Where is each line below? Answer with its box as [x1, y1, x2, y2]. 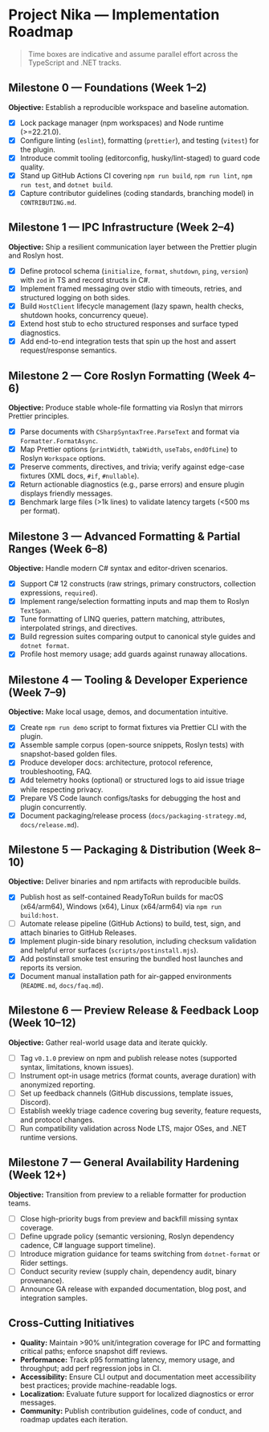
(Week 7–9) [8, 685, 67, 700]
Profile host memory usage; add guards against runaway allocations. [19, 649, 247, 659]
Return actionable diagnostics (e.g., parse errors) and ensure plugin [19, 479, 245, 489]
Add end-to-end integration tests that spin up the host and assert [19, 337, 237, 346]
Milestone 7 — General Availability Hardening [8, 1156, 239, 1169]
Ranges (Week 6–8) [8, 542, 108, 556]
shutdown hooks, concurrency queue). [19, 311, 149, 320]
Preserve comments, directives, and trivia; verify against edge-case [19, 462, 245, 471]
